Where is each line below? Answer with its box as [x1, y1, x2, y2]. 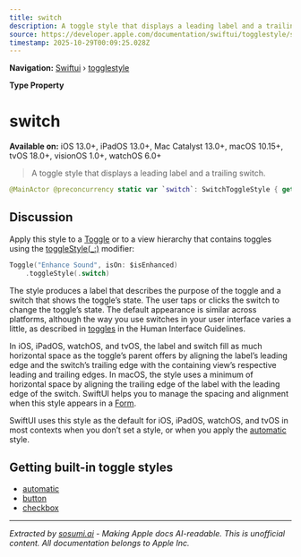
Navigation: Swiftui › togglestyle [9, 63, 130, 73]
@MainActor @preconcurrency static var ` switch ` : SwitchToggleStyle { [9, 185, 279, 194]
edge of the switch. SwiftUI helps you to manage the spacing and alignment [9, 388, 289, 398]
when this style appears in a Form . [9, 398, 137, 408]
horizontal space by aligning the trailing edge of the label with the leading [9, 378, 280, 390]
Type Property [9, 80, 64, 90]
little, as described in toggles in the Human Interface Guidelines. [9, 323, 246, 334]
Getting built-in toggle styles [9, 460, 173, 476]
